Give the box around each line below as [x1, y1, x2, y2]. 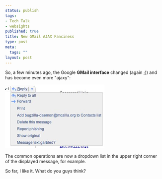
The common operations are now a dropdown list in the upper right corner [5, 153, 158, 159]
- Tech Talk [5, 18, 30, 23]
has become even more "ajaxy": [5, 74, 71, 80]
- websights [5, 24, 30, 29]
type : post [5, 40, 28, 45]
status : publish [5, 8, 39, 13]
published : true [5, 29, 39, 34]
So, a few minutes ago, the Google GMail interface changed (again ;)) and [5, 69, 158, 75]
